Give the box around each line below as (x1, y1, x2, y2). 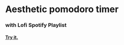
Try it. (5, 34, 18, 40)
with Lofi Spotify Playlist (5, 22, 67, 29)
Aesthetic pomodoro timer (5, 4, 119, 15)
